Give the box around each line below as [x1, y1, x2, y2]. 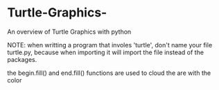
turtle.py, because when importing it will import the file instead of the [7, 48, 204, 56]
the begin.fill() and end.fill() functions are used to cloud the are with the [7, 69, 211, 77]
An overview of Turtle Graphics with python [7, 27, 132, 36]
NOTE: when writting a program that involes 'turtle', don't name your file [7, 41, 213, 49]
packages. [7, 55, 37, 63]
